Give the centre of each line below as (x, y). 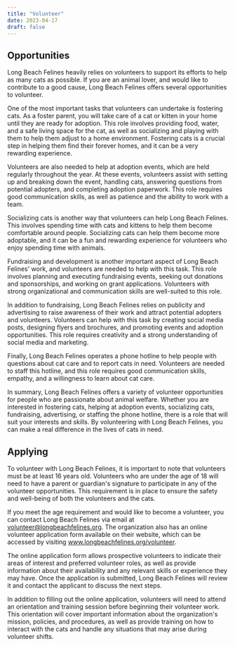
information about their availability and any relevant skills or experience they (117, 570)
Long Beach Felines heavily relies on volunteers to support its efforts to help (117, 72)
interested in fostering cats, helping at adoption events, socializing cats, (111, 407)
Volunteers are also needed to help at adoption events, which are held (108, 167)
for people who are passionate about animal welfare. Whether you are (108, 400)
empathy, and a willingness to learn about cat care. (81, 379)
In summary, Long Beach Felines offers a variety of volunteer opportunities (115, 392)
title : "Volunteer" (36, 14)
